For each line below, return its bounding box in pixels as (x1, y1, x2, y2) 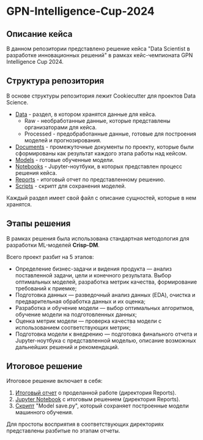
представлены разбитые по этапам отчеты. (6, 427, 120, 434)
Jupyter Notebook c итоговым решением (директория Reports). (15, 396, 180, 403)
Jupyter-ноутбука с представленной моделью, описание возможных (15, 336, 197, 344)
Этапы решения (6, 218, 71, 229)
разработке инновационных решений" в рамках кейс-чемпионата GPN (6, 52, 193, 59)
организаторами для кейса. (24, 123, 97, 131)
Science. (6, 98, 29, 106)
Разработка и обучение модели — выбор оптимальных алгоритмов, (15, 304, 194, 311)
